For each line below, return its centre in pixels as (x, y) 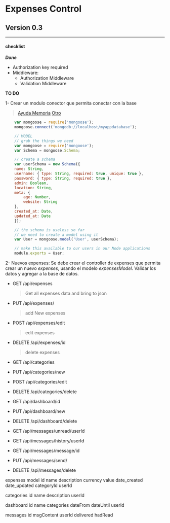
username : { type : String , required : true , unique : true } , (79, 174)
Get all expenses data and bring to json (66, 293)
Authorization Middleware (47, 78)
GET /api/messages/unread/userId (49, 431)
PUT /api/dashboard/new (39, 411)
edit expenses (40, 333)
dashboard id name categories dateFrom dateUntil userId (65, 505)
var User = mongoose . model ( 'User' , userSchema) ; (67, 239)
